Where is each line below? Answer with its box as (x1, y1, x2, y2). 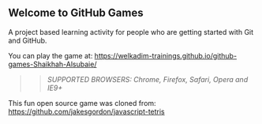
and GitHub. (8, 36, 47, 45)
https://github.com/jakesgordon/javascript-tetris (8, 107, 166, 116)
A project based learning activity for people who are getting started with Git (8, 27, 254, 36)
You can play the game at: (8, 51, 93, 60)
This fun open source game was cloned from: (8, 98, 156, 107)
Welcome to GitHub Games (8, 6, 144, 20)
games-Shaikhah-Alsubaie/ (8, 59, 97, 69)
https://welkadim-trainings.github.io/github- (94, 51, 238, 60)
